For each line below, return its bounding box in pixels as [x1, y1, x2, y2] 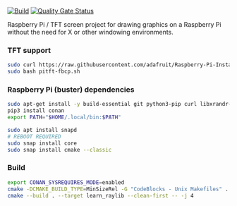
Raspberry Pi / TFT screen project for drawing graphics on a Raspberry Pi [7, 20, 221, 28]
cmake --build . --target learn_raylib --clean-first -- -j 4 [7, 192, 194, 199]
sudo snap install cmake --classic [7, 146, 112, 153]
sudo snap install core [7, 140, 78, 147]
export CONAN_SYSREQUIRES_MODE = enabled [7, 178, 125, 186]
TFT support [7, 45, 51, 55]
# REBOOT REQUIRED [7, 133, 61, 140]
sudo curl [7, 61, 37, 68]
